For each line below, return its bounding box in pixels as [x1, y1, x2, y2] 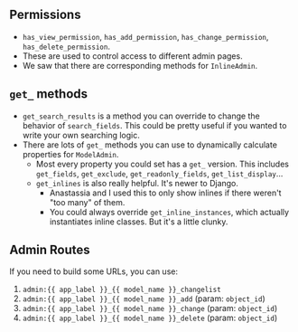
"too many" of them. [49, 196, 126, 207]
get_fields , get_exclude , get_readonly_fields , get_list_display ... [35, 167, 284, 179]
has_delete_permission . [22, 41, 111, 52]
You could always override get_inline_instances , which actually [49, 206, 290, 217]
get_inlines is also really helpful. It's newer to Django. [35, 177, 239, 188]
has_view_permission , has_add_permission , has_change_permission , [22, 31, 269, 42]
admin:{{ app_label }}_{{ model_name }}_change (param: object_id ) [22, 303, 278, 314]
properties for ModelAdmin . [22, 148, 119, 159]
